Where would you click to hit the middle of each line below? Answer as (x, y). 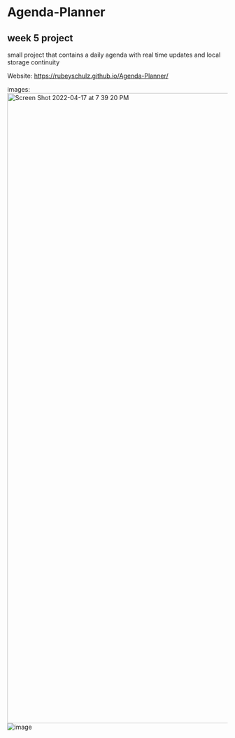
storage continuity (34, 62)
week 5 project (40, 38)
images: (19, 89)
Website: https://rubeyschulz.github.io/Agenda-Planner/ (88, 76)
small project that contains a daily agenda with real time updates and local (114, 55)
